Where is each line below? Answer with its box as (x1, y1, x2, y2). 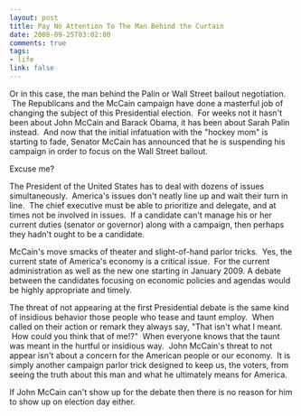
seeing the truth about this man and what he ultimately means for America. (9, 369, 287, 380)
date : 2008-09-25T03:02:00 (9, 30, 111, 39)
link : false (9, 64, 54, 73)
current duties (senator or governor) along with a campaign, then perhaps (9, 218, 285, 230)
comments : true (9, 38, 67, 48)
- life (9, 55, 34, 64)
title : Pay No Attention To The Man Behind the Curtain (9, 22, 224, 31)
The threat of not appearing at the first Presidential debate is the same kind (9, 301, 289, 312)
